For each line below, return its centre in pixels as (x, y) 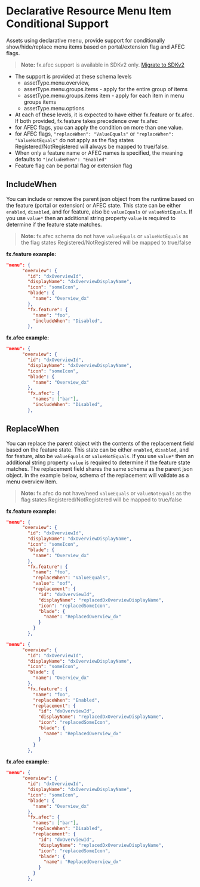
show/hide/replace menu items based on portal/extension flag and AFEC (96, 47)
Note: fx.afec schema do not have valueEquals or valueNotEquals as (104, 236)
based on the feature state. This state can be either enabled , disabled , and (98, 449)
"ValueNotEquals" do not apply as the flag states (74, 140)
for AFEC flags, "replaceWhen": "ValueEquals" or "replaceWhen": (94, 134)
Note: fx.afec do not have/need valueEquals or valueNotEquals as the (106, 493)
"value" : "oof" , (53, 584)
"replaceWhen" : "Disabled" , (67, 829)
